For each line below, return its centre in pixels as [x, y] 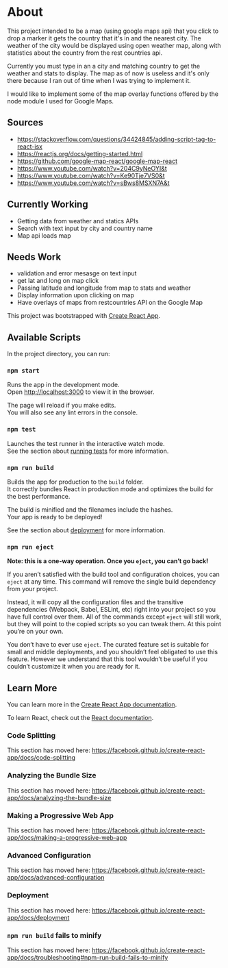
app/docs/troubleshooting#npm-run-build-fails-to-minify [88, 957]
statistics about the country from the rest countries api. [85, 53]
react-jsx [30, 146]
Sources [25, 123]
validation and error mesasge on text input [77, 273]
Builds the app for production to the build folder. [76, 482]
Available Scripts [44, 337]
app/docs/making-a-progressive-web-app [67, 838]
